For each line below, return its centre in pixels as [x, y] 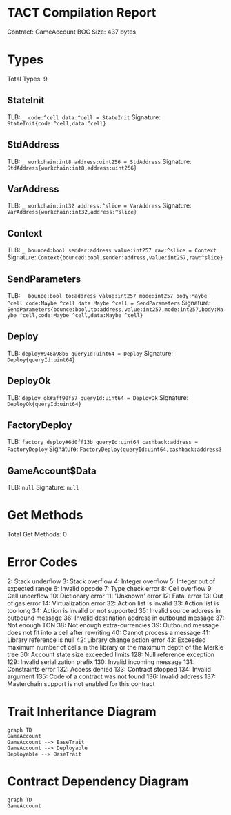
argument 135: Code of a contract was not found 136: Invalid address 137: [111, 676]
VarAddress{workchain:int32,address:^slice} [72, 212]
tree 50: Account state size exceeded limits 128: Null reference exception [111, 655]
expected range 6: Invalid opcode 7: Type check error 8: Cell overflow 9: [110, 589]
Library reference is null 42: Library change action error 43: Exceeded [107, 640]
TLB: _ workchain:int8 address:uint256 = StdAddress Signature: [99, 161]
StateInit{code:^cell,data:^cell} [57, 123]
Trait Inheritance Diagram [82, 712]
